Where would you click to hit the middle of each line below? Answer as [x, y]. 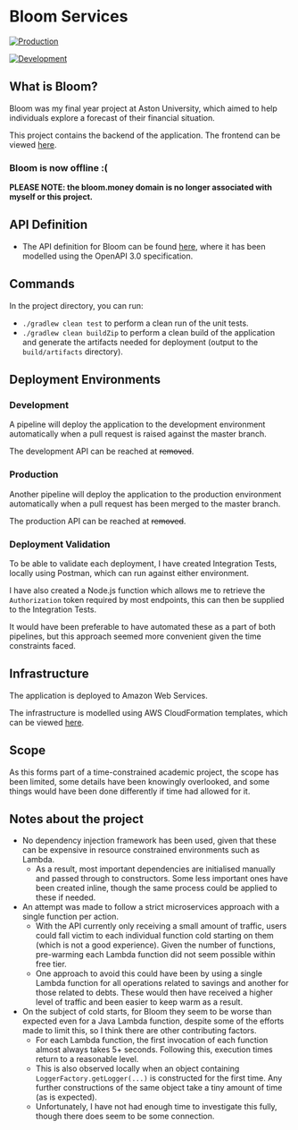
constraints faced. [42, 645]
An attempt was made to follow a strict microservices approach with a [150, 907]
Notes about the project [77, 819]
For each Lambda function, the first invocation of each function [152, 1041]
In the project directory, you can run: [76, 305]
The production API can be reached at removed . [98, 521]
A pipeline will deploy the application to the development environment [137, 425]
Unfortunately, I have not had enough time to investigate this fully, [157, 1107]
